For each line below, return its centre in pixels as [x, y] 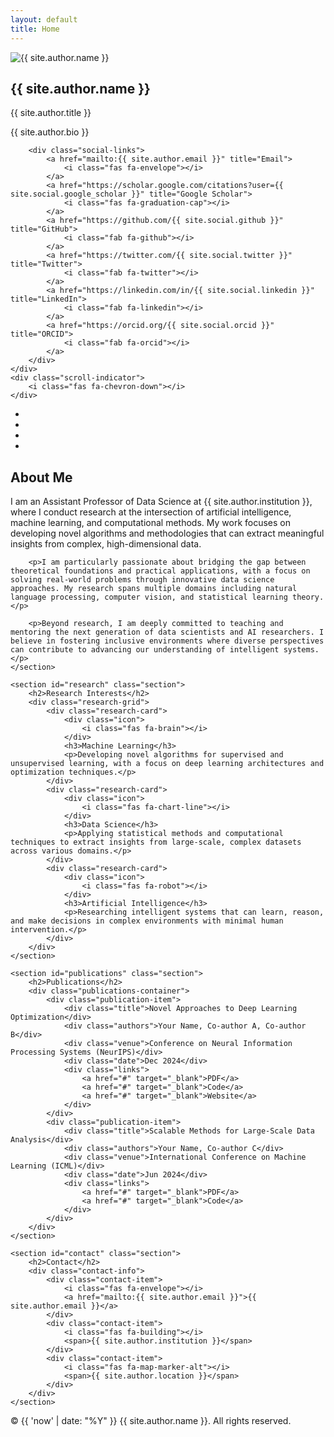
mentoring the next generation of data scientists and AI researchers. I [167, 632]
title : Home [35, 29]
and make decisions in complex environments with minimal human [147, 921]
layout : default [44, 19]
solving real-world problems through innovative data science [142, 580]
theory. [308, 597]
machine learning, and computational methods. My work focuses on [151, 523]
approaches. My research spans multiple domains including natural [154, 589]
